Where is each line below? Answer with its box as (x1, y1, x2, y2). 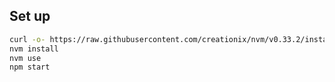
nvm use (9, 53, 42, 63)
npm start (9, 62, 51, 73)
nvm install (9, 44, 59, 54)
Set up (9, 8, 51, 25)
